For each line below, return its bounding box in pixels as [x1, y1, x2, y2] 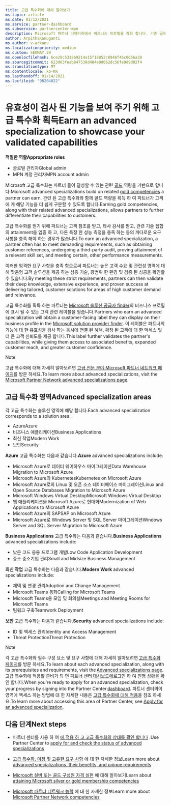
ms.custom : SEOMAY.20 [5, 50, 51, 55]
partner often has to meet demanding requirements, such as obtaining [5, 241, 153, 247]
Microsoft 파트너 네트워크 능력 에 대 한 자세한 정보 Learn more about [12, 788, 150, 794]
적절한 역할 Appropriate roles [5, 154, 65, 160]
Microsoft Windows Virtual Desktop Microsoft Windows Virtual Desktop [12, 492, 161, 499]
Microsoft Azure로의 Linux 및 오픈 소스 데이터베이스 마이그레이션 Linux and [12, 481, 164, 487]
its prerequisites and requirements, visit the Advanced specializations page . [5, 667, 164, 673]
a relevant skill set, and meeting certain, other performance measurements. [5, 252, 163, 258]
